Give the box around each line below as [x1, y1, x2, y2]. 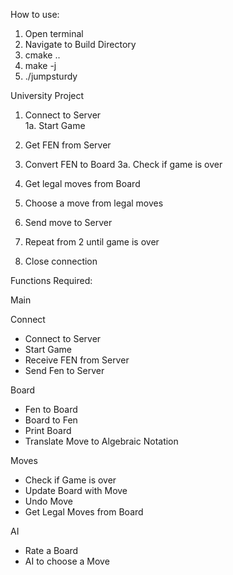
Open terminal [24, 28, 84, 39]
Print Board [24, 425, 72, 436]
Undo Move [24, 495, 73, 507]
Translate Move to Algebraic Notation [24, 435, 179, 447]
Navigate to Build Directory [24, 39, 137, 50]
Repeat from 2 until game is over [24, 236, 160, 248]
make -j [24, 60, 57, 71]
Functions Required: [10, 275, 93, 286]
